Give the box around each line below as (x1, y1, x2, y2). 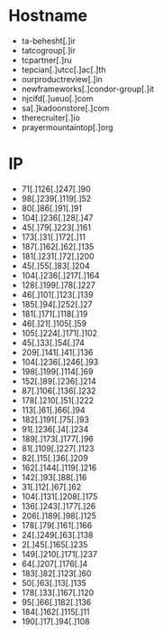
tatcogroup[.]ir (21, 44, 76, 55)
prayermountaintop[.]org (21, 121, 113, 132)
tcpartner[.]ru (21, 54, 73, 65)
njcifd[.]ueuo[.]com (21, 92, 94, 104)
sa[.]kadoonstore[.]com (21, 102, 110, 113)
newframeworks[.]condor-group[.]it (21, 83, 155, 94)
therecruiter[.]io (21, 112, 80, 123)
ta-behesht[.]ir (21, 35, 77, 46)
